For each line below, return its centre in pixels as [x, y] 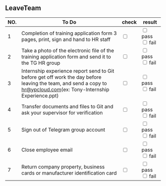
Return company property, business [63, 167]
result [150, 22]
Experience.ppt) [40, 95]
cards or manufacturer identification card [69, 173]
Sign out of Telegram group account [63, 130]
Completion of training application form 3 [69, 33]
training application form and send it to [66, 56]
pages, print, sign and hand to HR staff [66, 40]
